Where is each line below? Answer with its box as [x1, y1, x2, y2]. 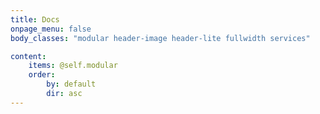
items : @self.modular [28, 61, 118, 71]
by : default [46, 79, 97, 90]
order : [28, 70, 56, 80]
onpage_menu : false [10, 24, 92, 34]
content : [10, 51, 47, 61]
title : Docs [10, 14, 60, 25]
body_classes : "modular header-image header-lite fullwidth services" [10, 33, 311, 43]
